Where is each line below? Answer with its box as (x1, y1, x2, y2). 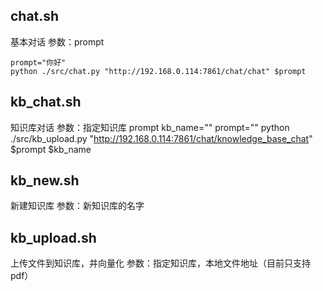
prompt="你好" (10, 57, 67, 68)
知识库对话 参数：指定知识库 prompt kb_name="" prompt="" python (10, 121, 290, 133)
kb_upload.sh (10, 229, 97, 246)
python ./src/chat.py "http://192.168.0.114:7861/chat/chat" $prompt (10, 66, 307, 76)
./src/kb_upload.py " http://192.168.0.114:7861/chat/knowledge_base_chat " (10, 132, 313, 144)
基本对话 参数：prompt (10, 35, 105, 48)
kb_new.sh (10, 172, 80, 189)
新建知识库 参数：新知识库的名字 (10, 200, 145, 212)
